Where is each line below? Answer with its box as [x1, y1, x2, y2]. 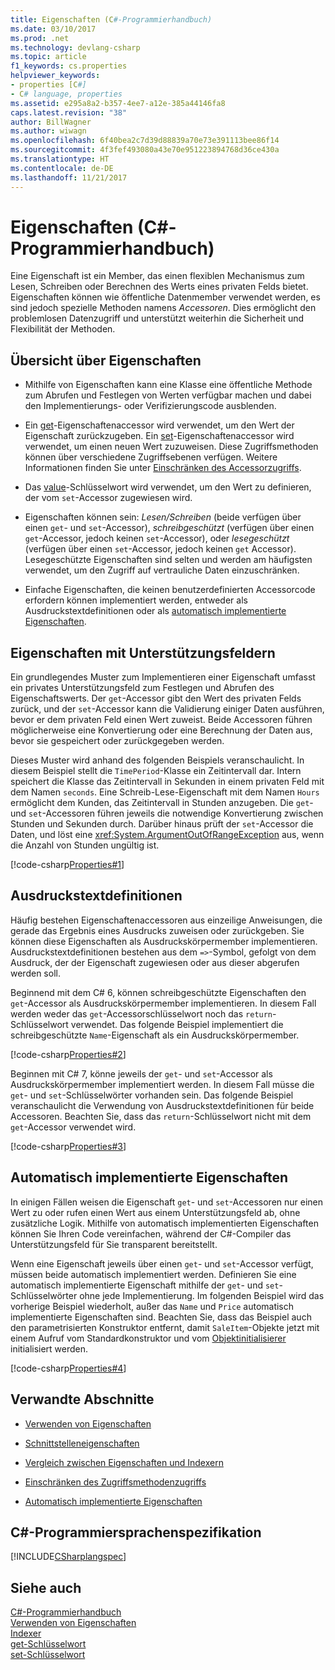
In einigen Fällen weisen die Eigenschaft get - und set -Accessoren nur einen [10, 1196, 324, 1208]
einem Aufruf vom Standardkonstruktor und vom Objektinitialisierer [10, 1332, 287, 1344]
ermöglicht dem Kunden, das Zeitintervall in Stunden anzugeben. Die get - [10, 797, 314, 809]
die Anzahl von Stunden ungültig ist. [10, 839, 160, 851]
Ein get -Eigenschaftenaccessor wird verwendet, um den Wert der [24, 419, 295, 431]
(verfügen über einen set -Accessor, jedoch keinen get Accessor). [24, 543, 297, 555]
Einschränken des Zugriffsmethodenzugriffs [24, 1476, 207, 1488]
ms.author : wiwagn [10, 126, 87, 136]
